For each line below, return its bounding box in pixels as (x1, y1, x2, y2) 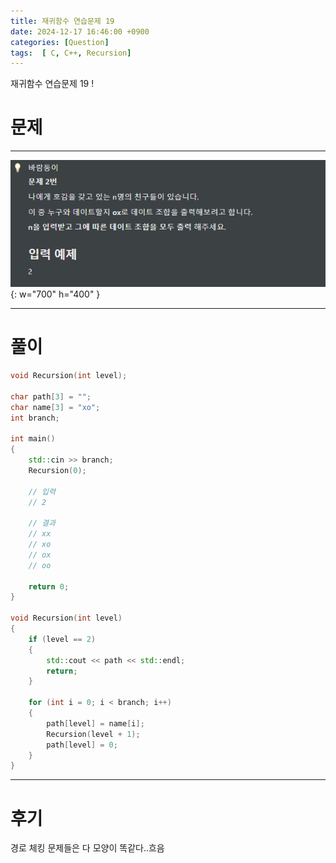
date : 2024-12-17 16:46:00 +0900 (10, 26, 150, 37)
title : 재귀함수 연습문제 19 (10, 16, 115, 26)
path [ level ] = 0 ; (46, 740, 118, 750)
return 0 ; (28, 581, 70, 592)
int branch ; (10, 413, 60, 423)
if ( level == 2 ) (28, 634, 97, 644)
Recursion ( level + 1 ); (46, 729, 141, 739)
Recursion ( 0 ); (28, 465, 87, 475)
